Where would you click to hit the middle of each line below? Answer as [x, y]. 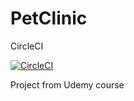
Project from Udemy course [67, 84]
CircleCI [27, 46]
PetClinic [49, 18]
